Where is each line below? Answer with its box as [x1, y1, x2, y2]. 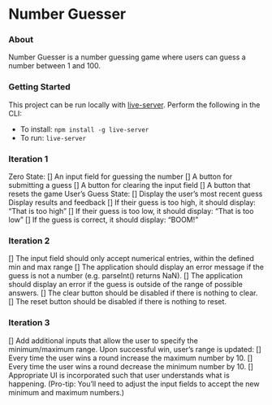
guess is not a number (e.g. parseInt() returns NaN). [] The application [8, 271, 244, 281]
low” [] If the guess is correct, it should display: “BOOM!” [8, 215, 199, 224]
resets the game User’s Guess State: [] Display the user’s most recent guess [8, 189, 263, 199]
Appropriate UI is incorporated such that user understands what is [8, 370, 230, 380]
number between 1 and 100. [8, 61, 101, 71]
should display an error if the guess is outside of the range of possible [8, 280, 244, 290]
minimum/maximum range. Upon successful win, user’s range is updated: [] [8, 344, 261, 354]
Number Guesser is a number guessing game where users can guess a [8, 52, 246, 62]
